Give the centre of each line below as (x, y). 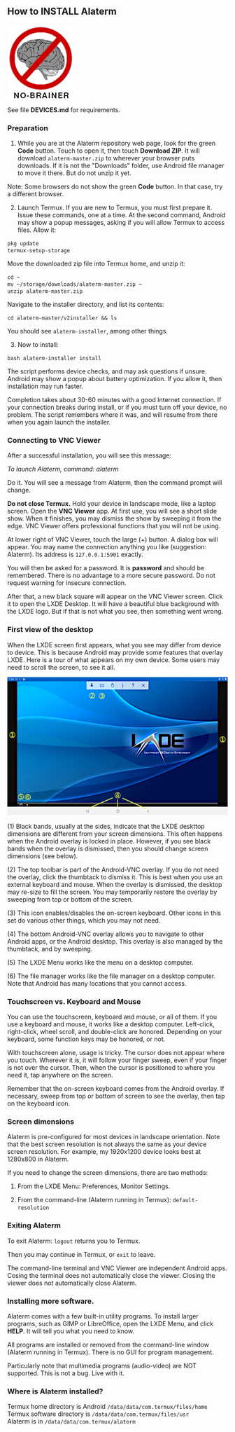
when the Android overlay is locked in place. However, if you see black (109, 841)
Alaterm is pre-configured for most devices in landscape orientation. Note (114, 1137)
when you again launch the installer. (59, 422)
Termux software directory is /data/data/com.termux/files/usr (98, 1414)
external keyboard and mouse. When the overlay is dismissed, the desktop (115, 884)
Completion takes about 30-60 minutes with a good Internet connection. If (114, 400)
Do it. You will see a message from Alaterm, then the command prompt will (115, 483)
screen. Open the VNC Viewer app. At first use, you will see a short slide (112, 511)
